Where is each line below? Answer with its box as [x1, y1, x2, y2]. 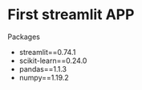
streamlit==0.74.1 [18, 47, 76, 57]
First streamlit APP [7, 6, 135, 24]
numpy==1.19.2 [18, 72, 69, 82]
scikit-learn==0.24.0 [18, 56, 87, 65]
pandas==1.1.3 [18, 64, 67, 73]
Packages [7, 32, 41, 41]
